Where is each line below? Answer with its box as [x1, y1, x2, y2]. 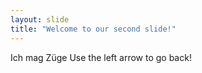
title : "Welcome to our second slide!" [10, 24, 177, 34]
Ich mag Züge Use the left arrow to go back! [10, 51, 192, 63]
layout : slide [10, 14, 70, 25]
